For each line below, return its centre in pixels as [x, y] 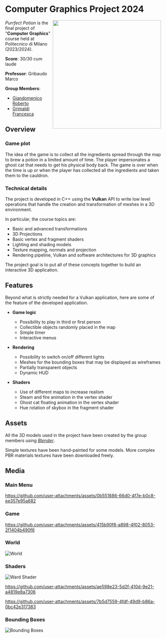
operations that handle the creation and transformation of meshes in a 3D [80, 204]
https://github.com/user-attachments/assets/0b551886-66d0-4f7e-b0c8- [80, 496]
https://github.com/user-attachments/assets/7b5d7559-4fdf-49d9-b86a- [80, 602]
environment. [19, 210]
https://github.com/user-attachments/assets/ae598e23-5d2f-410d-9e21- [80, 587]
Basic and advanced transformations [50, 228]
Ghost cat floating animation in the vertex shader [69, 402]
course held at [20, 39]
